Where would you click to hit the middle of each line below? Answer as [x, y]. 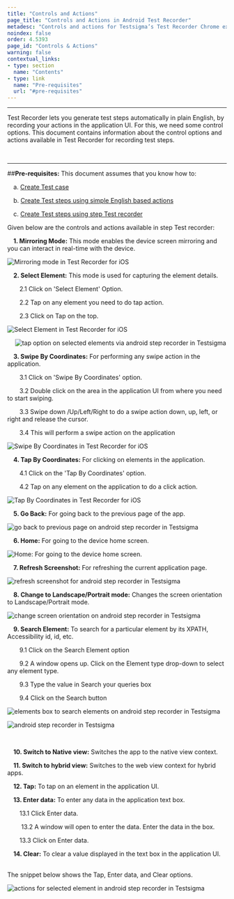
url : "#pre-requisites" [48, 91]
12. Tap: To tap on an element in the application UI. [86, 786]
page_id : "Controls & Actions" [53, 46]
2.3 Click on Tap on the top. [59, 316]
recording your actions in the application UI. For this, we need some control [115, 125]
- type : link [26, 78]
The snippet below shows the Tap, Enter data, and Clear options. [100, 875]
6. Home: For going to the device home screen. [81, 541]
